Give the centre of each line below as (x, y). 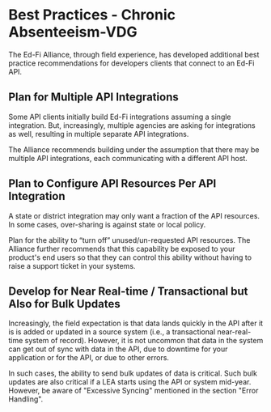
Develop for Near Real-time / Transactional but (128, 291)
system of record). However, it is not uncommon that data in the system (144, 341)
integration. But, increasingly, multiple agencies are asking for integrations (132, 125)
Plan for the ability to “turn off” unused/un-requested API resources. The (129, 240)
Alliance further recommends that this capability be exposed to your (122, 248)
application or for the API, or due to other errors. (89, 358)
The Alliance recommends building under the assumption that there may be (134, 149)
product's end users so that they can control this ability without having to (130, 257)
